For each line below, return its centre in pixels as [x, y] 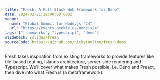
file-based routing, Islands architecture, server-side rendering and [73, 62]
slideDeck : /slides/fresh [32, 38]
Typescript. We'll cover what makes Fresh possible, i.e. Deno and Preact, [80, 67]
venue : [12, 19]
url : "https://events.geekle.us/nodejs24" [54, 28]
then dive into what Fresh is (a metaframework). [54, 72]
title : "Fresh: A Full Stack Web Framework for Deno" [62, 10]
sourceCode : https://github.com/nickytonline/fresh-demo [66, 42]
